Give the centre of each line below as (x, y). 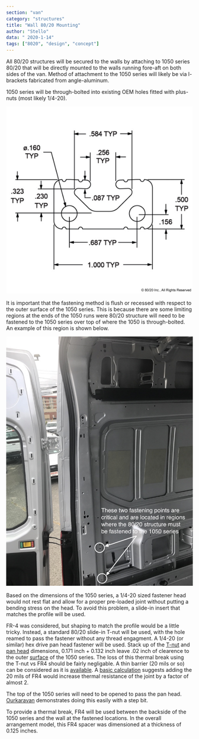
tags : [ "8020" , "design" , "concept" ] (53, 44)
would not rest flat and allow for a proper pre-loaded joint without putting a (97, 602)
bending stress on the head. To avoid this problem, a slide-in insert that (93, 608)
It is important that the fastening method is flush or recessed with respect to (99, 303)
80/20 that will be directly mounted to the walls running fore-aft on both (94, 68)
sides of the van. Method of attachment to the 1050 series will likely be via (97, 74)
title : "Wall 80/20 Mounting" (44, 25)
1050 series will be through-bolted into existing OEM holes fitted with (90, 92)
